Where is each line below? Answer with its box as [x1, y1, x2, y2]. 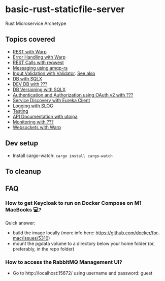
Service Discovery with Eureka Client [12, 97, 90, 103]
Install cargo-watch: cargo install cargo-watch [12, 152, 113, 159]
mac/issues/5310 [12, 235, 49, 241]
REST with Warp [12, 48, 47, 54]
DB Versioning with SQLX [12, 86, 66, 92]
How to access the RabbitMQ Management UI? [5, 258, 123, 265]
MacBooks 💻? [5, 206, 42, 213]
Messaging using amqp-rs [12, 65, 68, 71]
